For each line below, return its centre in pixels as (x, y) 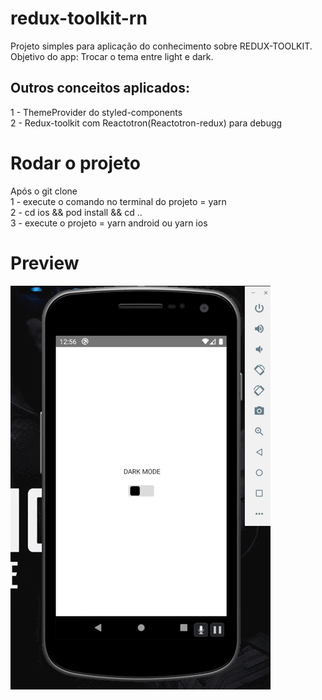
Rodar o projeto (75, 163)
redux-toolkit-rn (79, 18)
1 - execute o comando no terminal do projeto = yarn (118, 201)
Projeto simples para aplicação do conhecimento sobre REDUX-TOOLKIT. (161, 46)
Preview (45, 263)
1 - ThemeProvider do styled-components (96, 112)
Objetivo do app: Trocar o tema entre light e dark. (112, 56)
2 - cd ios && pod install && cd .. (76, 212)
